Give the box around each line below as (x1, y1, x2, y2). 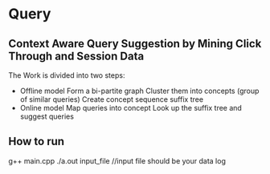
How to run (8, 135, 65, 148)
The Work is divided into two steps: (8, 71, 125, 80)
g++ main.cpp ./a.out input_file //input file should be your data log (8, 156, 227, 165)
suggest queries (19, 111, 75, 121)
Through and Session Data (8, 49, 145, 63)
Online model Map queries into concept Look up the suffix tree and (19, 103, 243, 112)
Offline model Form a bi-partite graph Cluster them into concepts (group (19, 86, 260, 95)
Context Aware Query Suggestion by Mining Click (8, 37, 262, 51)
